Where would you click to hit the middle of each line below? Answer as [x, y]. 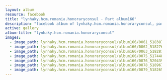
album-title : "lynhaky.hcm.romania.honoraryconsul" [60, 33]
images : [13, 38]
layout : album [20, 10]
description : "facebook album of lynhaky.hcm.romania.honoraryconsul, [80, 24]
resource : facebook [25, 14]
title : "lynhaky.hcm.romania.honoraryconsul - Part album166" [71, 19]
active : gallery [22, 28]
